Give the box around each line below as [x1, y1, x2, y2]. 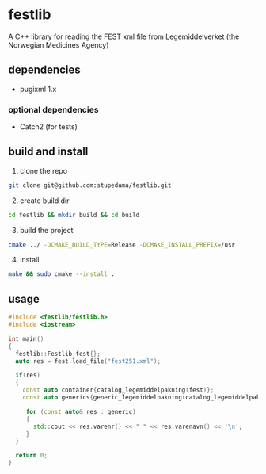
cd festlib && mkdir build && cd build [8, 211, 140, 219]
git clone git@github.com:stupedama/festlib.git [8, 181, 172, 189]
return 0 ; [15, 452, 47, 460]
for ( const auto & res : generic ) [25, 407, 136, 415]
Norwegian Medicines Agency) [8, 40, 109, 49]
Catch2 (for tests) [19, 122, 78, 132]
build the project [19, 225, 74, 235]
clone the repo [19, 166, 68, 175]
